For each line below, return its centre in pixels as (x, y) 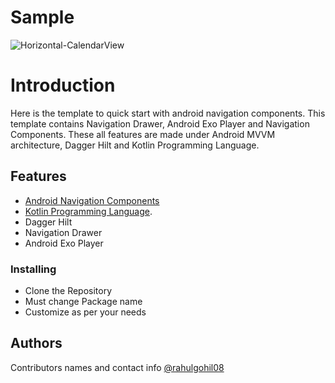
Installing (33, 269)
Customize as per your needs (85, 312)
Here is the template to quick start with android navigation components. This (168, 113)
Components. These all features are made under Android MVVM (143, 134)
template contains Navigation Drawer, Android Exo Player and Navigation (160, 123)
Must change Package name (83, 301)
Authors (36, 343)
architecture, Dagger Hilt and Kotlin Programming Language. (135, 145)
